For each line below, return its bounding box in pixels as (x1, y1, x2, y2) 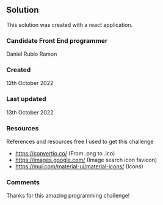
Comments (6, 177, 40, 186)
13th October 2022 (6, 108, 54, 116)
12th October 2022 (6, 80, 54, 87)
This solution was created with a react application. (6, 21, 133, 28)
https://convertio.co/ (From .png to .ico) (15, 150, 115, 157)
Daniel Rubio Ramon (6, 50, 57, 58)
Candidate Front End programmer (6, 36, 108, 45)
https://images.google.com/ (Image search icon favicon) (15, 156, 158, 163)
